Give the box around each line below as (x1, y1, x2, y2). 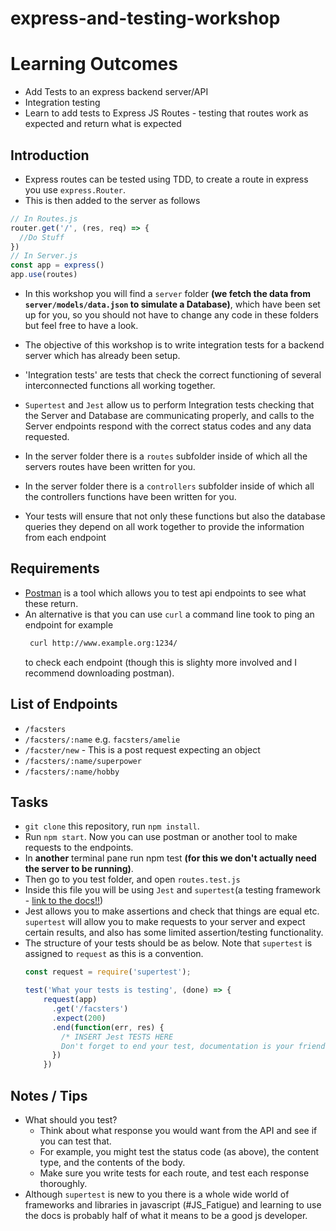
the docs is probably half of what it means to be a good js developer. (24, 1209, 308, 1221)
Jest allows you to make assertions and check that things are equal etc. (24, 905, 320, 917)
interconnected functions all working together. (24, 380, 216, 392)
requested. (24, 431, 70, 443)
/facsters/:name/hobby (24, 767, 120, 777)
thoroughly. (39, 1177, 88, 1189)
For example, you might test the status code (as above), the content (39, 1145, 320, 1157)
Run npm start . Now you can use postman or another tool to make (24, 831, 298, 843)
